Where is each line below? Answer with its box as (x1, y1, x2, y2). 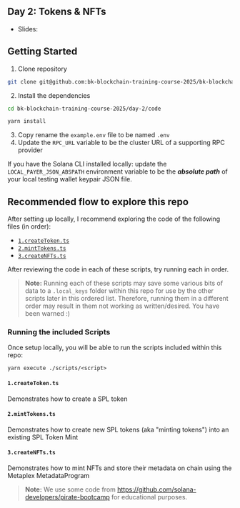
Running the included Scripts (7, 327, 111, 337)
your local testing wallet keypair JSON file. (7, 175, 132, 184)
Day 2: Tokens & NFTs (7, 6, 106, 18)
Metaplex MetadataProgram (7, 471, 90, 479)
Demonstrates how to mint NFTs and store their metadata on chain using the (7, 464, 232, 472)
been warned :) (24, 309, 70, 318)
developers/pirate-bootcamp (24, 492, 111, 501)
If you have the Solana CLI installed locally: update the (7, 160, 167, 169)
